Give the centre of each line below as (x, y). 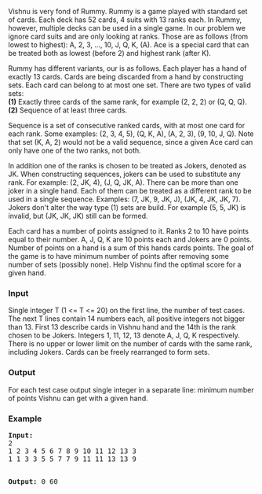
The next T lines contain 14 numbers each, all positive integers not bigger (127, 319)
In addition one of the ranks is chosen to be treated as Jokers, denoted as (127, 166)
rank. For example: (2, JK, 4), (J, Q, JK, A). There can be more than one (123, 182)
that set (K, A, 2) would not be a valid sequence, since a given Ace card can (131, 142)
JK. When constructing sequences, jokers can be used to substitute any (124, 174)
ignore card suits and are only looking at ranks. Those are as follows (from (128, 36)
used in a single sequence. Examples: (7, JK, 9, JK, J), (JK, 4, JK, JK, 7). (124, 199)
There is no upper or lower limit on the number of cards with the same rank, (130, 344)
